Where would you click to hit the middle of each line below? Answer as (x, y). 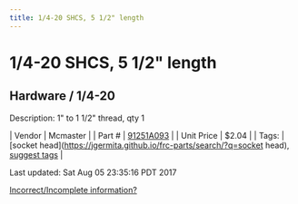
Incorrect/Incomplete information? (74, 189)
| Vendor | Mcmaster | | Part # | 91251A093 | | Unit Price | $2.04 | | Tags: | (147, 135)
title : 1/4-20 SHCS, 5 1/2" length (77, 18)
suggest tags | (36, 154)
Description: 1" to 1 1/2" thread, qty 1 (77, 118)
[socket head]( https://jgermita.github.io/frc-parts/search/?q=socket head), (149, 145)
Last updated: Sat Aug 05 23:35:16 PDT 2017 (93, 172)
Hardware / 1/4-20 (62, 96)
